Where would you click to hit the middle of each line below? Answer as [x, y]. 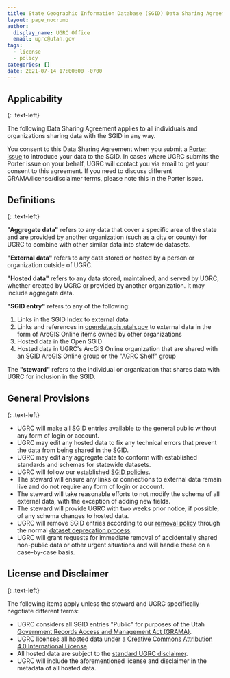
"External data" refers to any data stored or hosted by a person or [101, 258]
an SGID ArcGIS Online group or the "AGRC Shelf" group [96, 356]
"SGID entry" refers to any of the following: [68, 306]
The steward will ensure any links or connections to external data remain [119, 479]
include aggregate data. [41, 293]
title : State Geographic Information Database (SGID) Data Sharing [105, 13]
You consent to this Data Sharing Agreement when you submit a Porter [107, 149]
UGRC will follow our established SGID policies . [84, 472]
